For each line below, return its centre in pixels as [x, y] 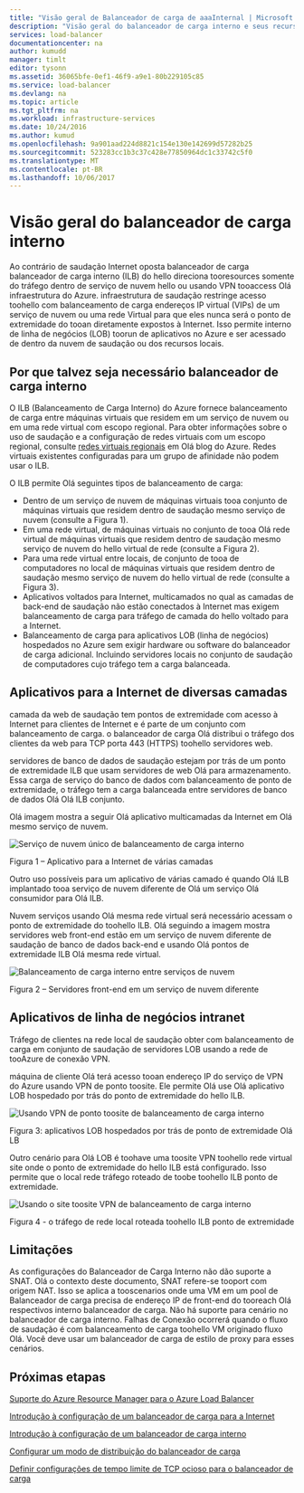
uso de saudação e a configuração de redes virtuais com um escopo [138, 437]
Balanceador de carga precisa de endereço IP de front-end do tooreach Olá [151, 1300]
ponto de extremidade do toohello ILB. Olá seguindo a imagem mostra [140, 925]
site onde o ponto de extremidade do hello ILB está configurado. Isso [138, 1167]
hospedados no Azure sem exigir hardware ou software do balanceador [157, 645]
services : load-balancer [56, 34]
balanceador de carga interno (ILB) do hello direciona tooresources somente [152, 276]
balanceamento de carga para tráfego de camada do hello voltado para [156, 616]
